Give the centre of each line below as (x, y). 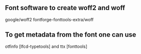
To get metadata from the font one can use (71, 35)
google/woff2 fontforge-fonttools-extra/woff (49, 19)
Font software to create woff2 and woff (65, 8)
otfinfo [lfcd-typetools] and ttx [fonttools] (46, 46)
